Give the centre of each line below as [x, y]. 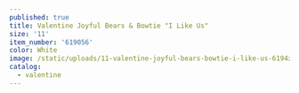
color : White [33, 50]
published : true [39, 17]
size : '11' [29, 34]
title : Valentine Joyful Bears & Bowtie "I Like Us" [109, 26]
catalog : [25, 67]
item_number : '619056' [51, 42]
